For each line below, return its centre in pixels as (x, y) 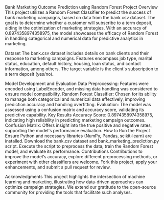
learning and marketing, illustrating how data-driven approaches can (74, 182)
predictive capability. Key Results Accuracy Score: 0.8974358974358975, (79, 115)
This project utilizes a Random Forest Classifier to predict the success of (78, 12)
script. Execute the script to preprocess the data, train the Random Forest (79, 146)
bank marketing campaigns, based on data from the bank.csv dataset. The (80, 17)
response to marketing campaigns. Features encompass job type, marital (79, 58)
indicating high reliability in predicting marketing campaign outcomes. (75, 120)
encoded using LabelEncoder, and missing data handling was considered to (82, 89)
